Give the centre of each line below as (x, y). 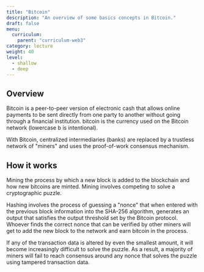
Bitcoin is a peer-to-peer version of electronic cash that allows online (93, 108)
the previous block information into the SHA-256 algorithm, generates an (98, 211)
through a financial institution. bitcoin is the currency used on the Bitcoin (98, 121)
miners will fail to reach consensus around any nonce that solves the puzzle (102, 255)
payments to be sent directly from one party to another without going (93, 115)
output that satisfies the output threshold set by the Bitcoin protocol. (92, 218)
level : (15, 57)
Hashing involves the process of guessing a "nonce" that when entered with (102, 205)
